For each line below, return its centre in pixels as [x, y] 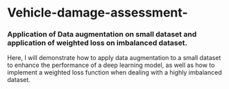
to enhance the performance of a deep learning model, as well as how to [111, 65]
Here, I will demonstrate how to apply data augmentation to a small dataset [114, 58]
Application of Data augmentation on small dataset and [102, 34]
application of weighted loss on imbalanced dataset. [97, 43]
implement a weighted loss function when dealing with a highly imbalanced [114, 72]
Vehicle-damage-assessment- [98, 13]
